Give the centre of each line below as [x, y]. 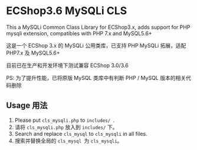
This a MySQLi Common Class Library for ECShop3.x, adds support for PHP [98, 27]
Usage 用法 [27, 106]
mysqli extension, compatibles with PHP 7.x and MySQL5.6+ [79, 33]
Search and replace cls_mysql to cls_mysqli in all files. [81, 134]
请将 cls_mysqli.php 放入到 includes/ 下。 [66, 127]
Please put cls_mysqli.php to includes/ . [65, 120]
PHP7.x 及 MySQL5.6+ [33, 53]
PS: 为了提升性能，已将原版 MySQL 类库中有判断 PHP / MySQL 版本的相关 [96, 78]
